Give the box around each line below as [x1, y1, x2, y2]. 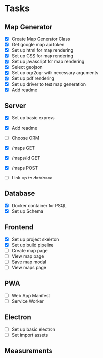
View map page [11, 253, 44, 259]
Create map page [11, 247, 48, 253]
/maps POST [11, 165, 38, 171]
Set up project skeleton [11, 236, 59, 242]
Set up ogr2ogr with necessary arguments [11, 70, 99, 76]
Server [4, 102, 26, 110]
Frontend [4, 223, 34, 232]
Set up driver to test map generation [11, 81, 86, 87]
